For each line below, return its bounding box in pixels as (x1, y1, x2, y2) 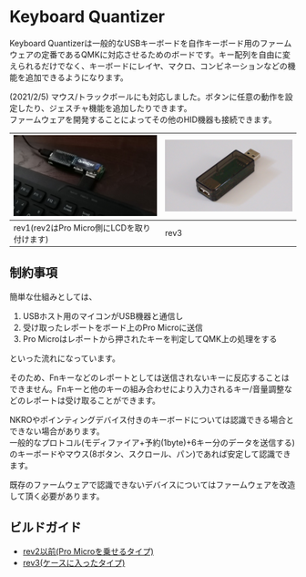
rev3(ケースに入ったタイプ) (22, 557, 126, 568)
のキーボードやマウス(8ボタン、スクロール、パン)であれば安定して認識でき (9, 448, 291, 459)
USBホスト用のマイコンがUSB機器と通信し (22, 310, 184, 321)
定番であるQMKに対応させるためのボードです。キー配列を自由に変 (40, 48, 291, 60)
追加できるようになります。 (25, 71, 129, 83)
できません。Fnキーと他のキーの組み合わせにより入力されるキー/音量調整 (9, 383, 285, 394)
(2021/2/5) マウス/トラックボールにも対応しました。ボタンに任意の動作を (9, 91, 285, 102)
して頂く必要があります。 (9, 490, 105, 501)
